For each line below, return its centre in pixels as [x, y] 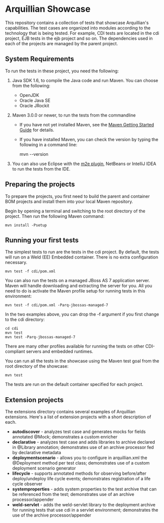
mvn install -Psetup [26, 225]
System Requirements [40, 59]
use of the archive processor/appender [52, 515]
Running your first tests [42, 240]
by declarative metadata [36, 453]
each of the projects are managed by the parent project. [62, 43]
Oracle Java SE [35, 100]
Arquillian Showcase [48, 9]
